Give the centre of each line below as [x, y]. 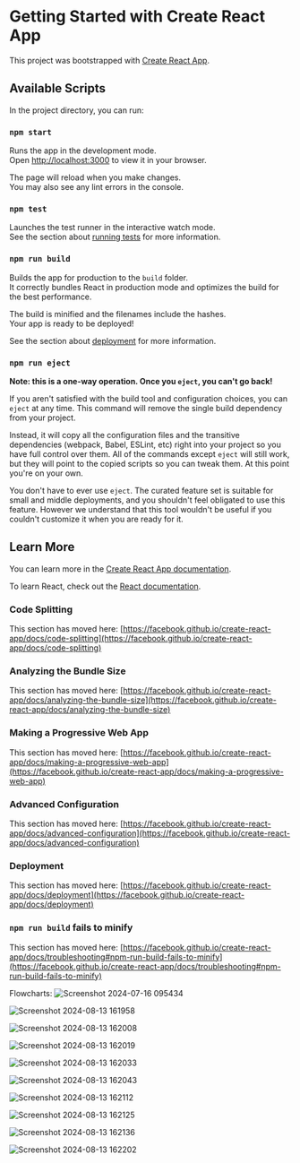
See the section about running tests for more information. [115, 237]
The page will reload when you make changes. [95, 177]
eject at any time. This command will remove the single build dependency [146, 408]
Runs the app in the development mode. [83, 151]
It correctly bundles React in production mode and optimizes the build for [144, 287]
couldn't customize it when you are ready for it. [96, 519]
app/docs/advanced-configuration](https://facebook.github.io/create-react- [150, 833]
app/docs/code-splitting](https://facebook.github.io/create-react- [131, 639]
